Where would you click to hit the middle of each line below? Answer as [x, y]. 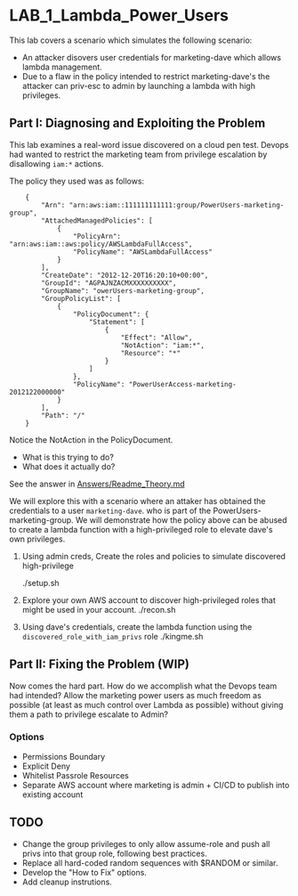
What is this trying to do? [68, 457]
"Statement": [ [117, 322]
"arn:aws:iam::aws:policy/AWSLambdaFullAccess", [101, 244]
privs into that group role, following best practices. [114, 853]
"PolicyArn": [97, 236]
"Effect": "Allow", [157, 338]
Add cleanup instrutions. [67, 882]
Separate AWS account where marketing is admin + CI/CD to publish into [156, 785]
